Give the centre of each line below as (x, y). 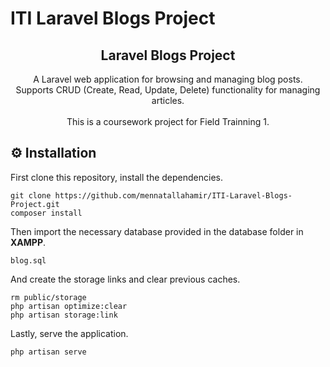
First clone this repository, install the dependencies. (117, 177)
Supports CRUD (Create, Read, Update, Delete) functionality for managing (168, 90)
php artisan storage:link (64, 315)
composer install (46, 213)
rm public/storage (48, 297)
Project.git (35, 204)
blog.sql (28, 260)
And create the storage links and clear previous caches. (125, 279)
